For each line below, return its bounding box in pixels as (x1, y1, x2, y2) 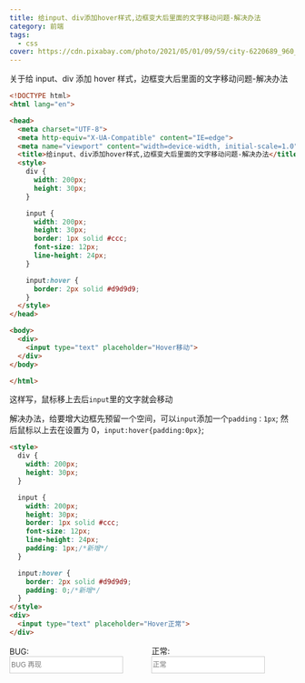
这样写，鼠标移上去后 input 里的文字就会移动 (9, 394, 173, 405)
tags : (9, 30, 30, 39)
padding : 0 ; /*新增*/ (25, 586, 101, 595)
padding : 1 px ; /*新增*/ (25, 544, 109, 553)
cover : (9, 47, 34, 56)
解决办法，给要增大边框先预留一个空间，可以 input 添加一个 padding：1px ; (9, 413, 279, 424)
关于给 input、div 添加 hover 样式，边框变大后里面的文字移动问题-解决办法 (9, 74, 289, 85)
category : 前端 (9, 22, 64, 31)
